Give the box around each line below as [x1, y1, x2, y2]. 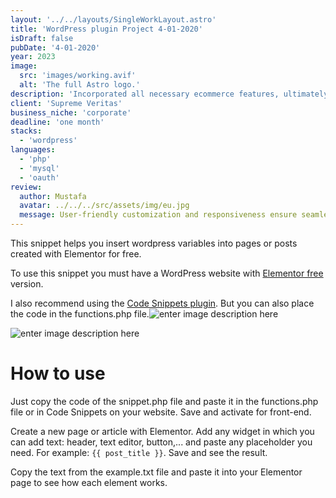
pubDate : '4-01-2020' [10, 42, 101, 53]
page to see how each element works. [10, 476, 168, 488]
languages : [10, 145, 56, 155]
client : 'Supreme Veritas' [10, 98, 123, 108]
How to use [10, 362, 106, 385]
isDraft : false [10, 33, 74, 43]
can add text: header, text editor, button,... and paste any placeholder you [10, 436, 313, 448]
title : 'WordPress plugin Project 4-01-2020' [10, 24, 203, 34]
